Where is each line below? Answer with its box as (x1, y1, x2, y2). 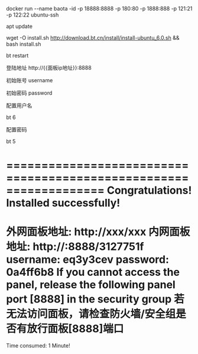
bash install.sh (6, 41, 41, 47)
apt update (6, 23, 33, 30)
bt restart (6, 52, 29, 59)
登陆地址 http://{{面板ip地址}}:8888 (6, 65, 92, 71)
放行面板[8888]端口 (27, 322, 124, 336)
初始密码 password (6, 89, 53, 96)
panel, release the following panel (6, 278, 176, 292)
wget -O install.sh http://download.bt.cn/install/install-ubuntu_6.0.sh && (6, 34, 180, 41)
